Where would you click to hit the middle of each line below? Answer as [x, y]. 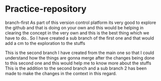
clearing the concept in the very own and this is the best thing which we [77, 33]
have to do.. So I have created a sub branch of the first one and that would [80, 38]
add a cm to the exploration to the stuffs [45, 43]
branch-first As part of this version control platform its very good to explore [81, 22]
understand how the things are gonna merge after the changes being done [80, 58]
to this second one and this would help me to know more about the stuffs [78, 63]
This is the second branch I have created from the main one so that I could [80, 53]
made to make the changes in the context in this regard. [61, 73]
